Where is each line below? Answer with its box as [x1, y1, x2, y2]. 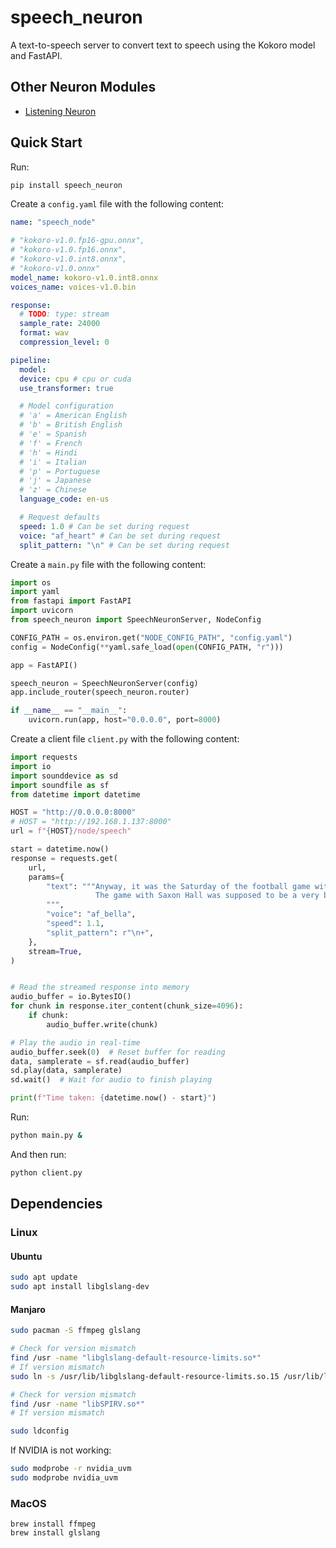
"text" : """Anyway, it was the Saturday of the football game [46, 881, 311, 891]
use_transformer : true [19, 383, 114, 393]
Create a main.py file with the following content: [10, 558, 207, 570]
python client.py [10, 1167, 83, 1178]
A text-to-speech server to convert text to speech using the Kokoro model [10, 39, 316, 51]
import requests [10, 752, 78, 763]
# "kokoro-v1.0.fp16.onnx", [10, 245, 128, 255]
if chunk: [28, 1011, 70, 1021]
